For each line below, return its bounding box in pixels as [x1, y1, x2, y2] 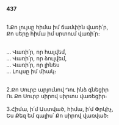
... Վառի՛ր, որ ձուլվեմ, [6, 55, 67, 62]
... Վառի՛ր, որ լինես [6, 61, 60, 68]
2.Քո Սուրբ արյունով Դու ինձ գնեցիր [6, 86, 109, 93]
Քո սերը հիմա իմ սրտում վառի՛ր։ [6, 30, 101, 37]
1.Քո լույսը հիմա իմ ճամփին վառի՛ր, [6, 24, 109, 30]
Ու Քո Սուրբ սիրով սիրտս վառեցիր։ [6, 93, 107, 99]
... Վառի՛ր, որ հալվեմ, [6, 48, 67, 55]
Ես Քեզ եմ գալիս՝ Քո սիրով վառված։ [6, 112, 109, 119]
